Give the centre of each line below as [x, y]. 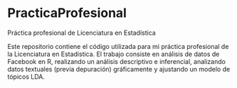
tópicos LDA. [26, 77]
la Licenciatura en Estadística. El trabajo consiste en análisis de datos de [114, 54]
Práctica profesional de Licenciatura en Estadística [82, 33]
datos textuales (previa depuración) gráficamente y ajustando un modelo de [119, 69]
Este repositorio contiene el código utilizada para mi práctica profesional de [118, 46]
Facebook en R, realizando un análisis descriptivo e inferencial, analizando [117, 61]
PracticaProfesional [67, 13]
